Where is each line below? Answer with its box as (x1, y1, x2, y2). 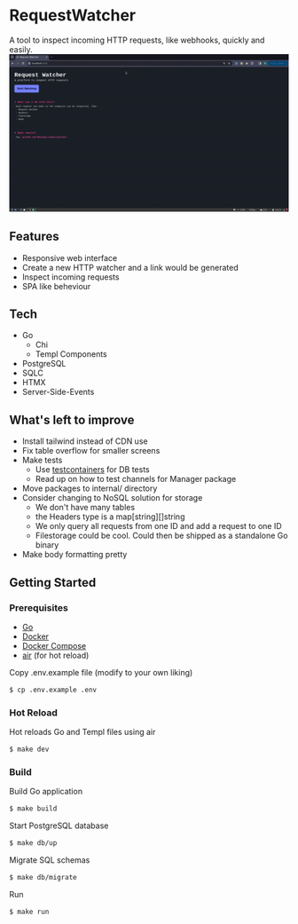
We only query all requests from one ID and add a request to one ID (35, 521, 282, 532)
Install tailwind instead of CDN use (21, 436, 148, 446)
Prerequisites (9, 601, 68, 613)
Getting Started (9, 574, 97, 590)
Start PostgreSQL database (9, 820, 109, 831)
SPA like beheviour (21, 280, 91, 291)
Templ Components (35, 349, 108, 359)
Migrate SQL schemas (9, 855, 90, 865)
